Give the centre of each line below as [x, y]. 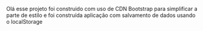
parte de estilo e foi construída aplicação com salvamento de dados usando [101, 15]
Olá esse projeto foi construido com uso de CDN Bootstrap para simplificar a [102, 9]
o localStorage [25, 22]
